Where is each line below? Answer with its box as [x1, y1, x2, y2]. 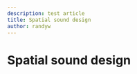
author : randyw [7, 23, 51, 29]
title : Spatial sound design [7, 16, 91, 23]
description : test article [7, 10, 85, 17]
